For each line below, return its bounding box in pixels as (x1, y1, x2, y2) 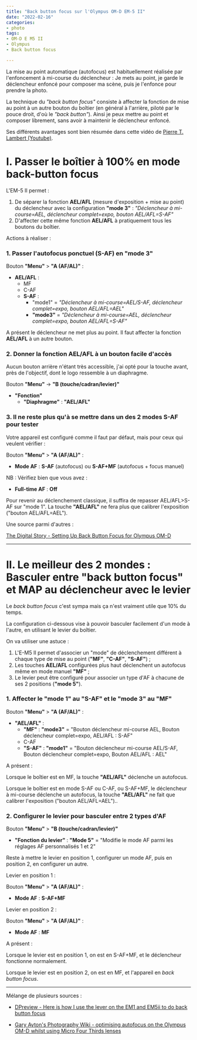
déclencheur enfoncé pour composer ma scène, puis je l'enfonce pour (6, 80, 177, 87)
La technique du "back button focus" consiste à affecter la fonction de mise (6, 98, 189, 105)
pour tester (6, 420, 39, 428)
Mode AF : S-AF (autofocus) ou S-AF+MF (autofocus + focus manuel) (14, 462, 185, 470)
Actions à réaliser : (6, 234, 52, 241)
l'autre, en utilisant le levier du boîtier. (6, 626, 97, 633)
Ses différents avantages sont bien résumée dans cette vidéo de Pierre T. (6, 128, 184, 135)
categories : (6, 19, 35, 25)
